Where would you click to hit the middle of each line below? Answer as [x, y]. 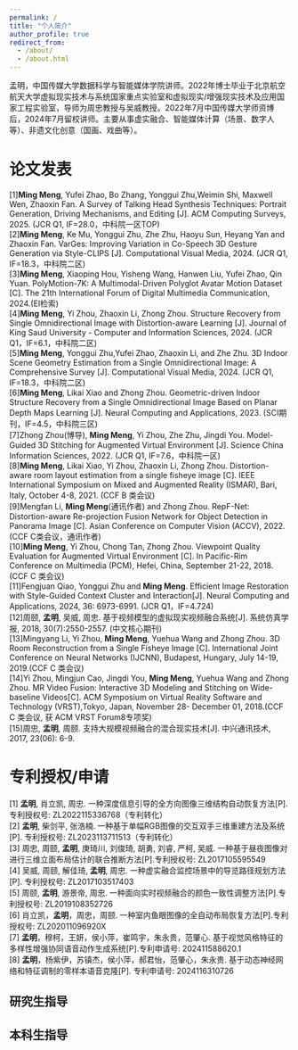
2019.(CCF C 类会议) [47, 668]
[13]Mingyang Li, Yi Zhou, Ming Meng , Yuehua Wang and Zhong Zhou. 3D [145, 638]
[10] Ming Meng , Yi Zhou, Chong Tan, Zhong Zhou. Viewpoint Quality [135, 546]
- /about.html [43, 59]
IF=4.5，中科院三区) [61, 424]
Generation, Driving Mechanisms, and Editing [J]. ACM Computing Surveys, [148, 213]
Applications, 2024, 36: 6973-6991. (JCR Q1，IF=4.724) [112, 606]
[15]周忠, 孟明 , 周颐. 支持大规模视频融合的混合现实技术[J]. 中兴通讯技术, [140, 728]
